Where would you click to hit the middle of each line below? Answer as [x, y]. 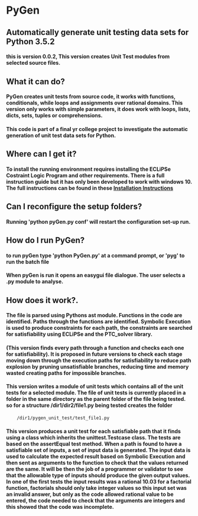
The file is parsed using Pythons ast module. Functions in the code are [94, 316]
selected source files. [33, 63]
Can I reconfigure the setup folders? [74, 207]
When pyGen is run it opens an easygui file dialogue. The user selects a [96, 275]
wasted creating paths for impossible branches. [66, 373]
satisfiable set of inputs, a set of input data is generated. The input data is [98, 450]
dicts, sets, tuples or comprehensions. [54, 116]
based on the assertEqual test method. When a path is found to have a [94, 444]
